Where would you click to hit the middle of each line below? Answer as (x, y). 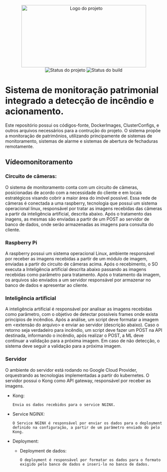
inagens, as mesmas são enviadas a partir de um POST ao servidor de (77, 219)
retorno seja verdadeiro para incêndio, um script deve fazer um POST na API (84, 330)
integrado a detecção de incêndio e (80, 101)
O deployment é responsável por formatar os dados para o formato (90, 460)
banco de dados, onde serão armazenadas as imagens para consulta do (80, 224)
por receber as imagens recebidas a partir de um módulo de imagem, (77, 258)
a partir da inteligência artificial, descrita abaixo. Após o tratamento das (79, 214)
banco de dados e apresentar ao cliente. (47, 285)
